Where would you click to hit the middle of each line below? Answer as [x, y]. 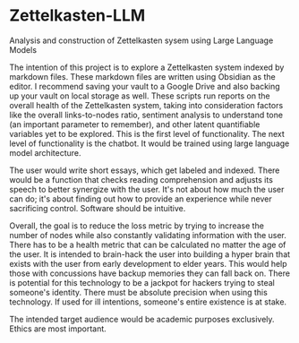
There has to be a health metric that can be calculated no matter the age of [148, 244]
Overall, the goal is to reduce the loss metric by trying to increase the [137, 226]
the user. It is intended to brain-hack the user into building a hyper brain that [150, 254]
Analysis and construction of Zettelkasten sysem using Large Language [141, 40]
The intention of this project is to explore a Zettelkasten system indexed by [147, 67]
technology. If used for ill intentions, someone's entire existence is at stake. [148, 302]
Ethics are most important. [58, 329]
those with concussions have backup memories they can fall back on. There [150, 273]
